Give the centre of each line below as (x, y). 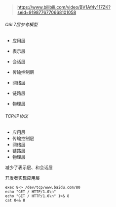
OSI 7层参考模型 (21, 24)
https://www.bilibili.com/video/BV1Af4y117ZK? (64, 7)
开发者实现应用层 (22, 178)
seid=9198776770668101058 (47, 12)
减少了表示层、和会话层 (29, 167)
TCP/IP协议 (17, 116)
